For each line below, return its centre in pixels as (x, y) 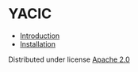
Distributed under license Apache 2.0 (69, 59)
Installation (38, 44)
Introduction (40, 36)
